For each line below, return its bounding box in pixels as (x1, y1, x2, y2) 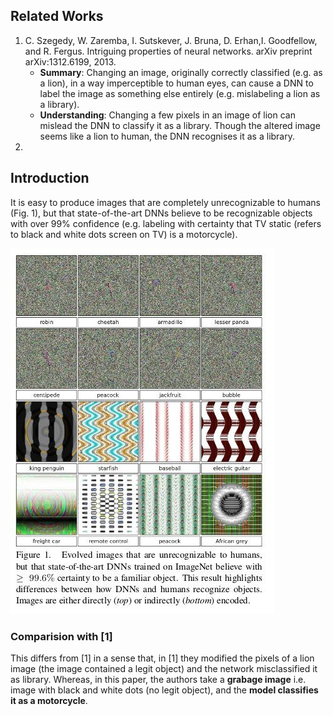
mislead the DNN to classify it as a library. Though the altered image (39, 119, 321, 131)
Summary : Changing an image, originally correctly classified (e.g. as (39, 66, 323, 78)
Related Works (10, 8, 104, 25)
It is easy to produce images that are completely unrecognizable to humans (10, 196, 321, 208)
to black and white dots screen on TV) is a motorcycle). (10, 228, 238, 240)
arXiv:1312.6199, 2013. (24, 55, 117, 68)
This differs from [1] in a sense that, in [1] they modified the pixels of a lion (10, 652, 315, 664)
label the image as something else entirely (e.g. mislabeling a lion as (39, 87, 321, 99)
